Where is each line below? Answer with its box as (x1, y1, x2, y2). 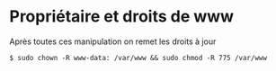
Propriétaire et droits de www (9, 6, 235, 27)
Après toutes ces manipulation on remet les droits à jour (9, 36, 217, 47)
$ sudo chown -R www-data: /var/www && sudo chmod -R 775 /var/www (9, 53, 268, 62)
